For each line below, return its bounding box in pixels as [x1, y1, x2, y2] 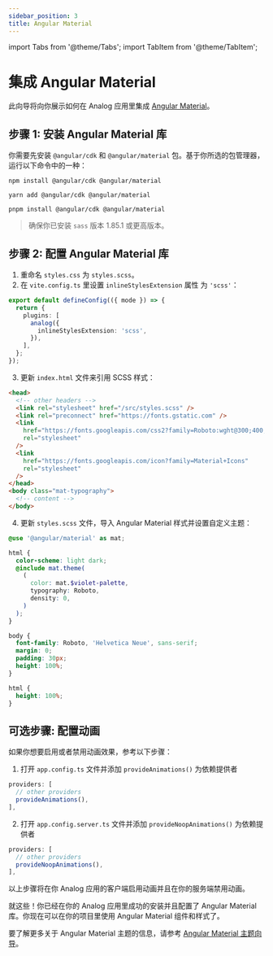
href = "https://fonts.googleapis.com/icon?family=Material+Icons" [23, 456, 249, 465]
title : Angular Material [8, 20, 93, 28]
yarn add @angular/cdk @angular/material [8, 191, 151, 199]
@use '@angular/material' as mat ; [8, 534, 126, 542]
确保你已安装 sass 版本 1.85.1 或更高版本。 [28, 220, 169, 230]
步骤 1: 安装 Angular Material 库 [8, 127, 167, 141]
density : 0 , [29, 595, 71, 603]
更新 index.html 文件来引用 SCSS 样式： [19, 372, 156, 382]
